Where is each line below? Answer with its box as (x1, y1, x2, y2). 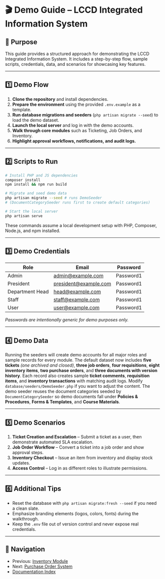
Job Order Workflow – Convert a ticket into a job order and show (12, 444, 144, 450)
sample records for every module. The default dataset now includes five (5, 357, 151, 363)
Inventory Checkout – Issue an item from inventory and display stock (12, 455, 153, 461)
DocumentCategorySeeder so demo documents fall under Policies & (5, 394, 138, 400)
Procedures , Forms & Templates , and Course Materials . (5, 399, 120, 405)
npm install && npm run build (5, 182, 67, 187)
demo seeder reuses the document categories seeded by (5, 388, 121, 394)
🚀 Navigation (5, 545, 45, 553)
